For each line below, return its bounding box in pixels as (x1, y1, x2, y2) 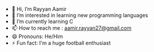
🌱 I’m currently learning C (11, 18, 74, 25)
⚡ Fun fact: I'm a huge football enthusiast (11, 40, 111, 46)
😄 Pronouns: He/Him (11, 33, 63, 40)
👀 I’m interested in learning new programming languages (11, 12, 148, 19)
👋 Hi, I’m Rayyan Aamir (11, 6, 67, 12)
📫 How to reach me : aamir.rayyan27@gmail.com (11, 25, 132, 32)
